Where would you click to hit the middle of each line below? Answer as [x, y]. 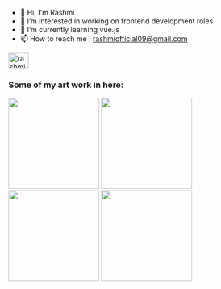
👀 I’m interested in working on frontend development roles [117, 21]
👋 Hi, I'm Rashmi [47, 13]
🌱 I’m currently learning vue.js [69, 29]
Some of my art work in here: [66, 85]
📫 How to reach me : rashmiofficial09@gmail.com [104, 39]
